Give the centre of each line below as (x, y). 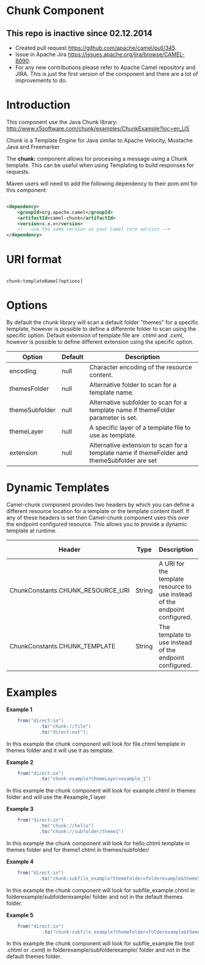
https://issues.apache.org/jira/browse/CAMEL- (126, 54)
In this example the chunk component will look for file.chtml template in (96, 744)
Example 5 (20, 915)
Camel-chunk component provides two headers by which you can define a (100, 505)
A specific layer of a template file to (140, 427)
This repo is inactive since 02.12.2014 (79, 33)
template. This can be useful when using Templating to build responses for (100, 165)
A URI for (171, 564)
